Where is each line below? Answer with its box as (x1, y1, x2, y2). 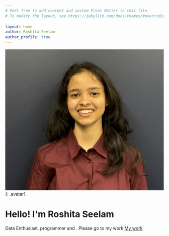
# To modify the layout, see (5, 13, 66, 19)
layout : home (5, 24, 33, 29)
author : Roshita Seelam (5, 29, 55, 35)
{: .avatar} (5, 191, 26, 197)
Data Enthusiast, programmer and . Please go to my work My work (5, 225, 143, 231)
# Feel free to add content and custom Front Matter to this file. (5, 8, 150, 13)
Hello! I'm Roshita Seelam (5, 209, 114, 220)
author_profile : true (5, 35, 51, 40)
